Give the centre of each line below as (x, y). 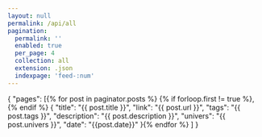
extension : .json (44, 68)
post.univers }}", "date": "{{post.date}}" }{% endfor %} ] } (103, 124)
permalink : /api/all (42, 23)
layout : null (29, 16)
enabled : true (38, 46)
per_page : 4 (35, 53)
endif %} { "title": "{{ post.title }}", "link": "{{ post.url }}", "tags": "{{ (130, 107)
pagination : (27, 31)
